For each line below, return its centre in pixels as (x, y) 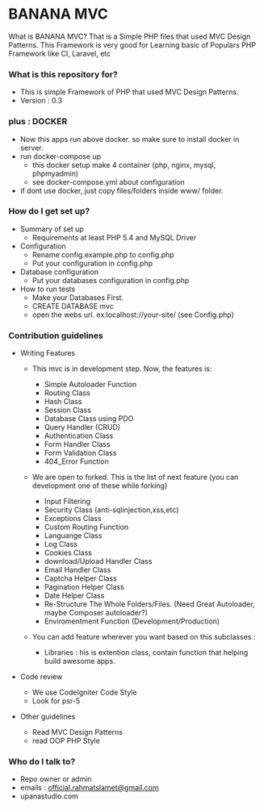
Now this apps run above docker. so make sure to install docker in (130, 139)
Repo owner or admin (56, 779)
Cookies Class (68, 553)
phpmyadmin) (55, 173)
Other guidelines (48, 717)
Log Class (61, 544)
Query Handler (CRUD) (82, 427)
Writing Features (47, 353)
